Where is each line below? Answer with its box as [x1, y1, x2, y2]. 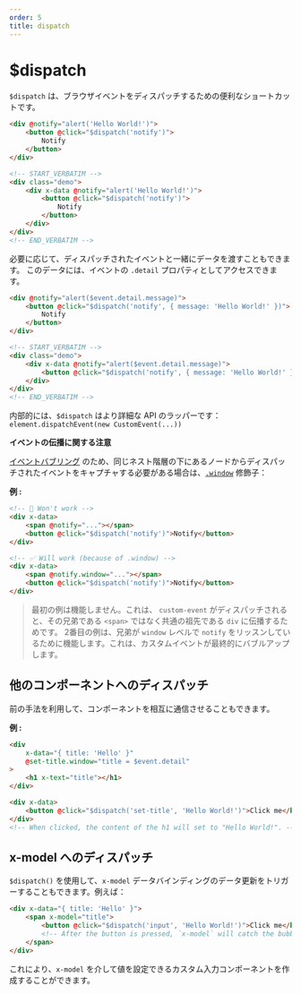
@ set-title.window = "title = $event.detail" [25, 757, 191, 766]
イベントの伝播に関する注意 [9, 437, 112, 448]
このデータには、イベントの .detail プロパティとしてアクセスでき [26, 264, 271, 275]
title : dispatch [9, 21, 70, 30]
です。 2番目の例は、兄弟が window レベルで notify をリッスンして [39, 626, 284, 637]
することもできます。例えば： [16, 887, 127, 897]
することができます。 [16, 974, 96, 985]
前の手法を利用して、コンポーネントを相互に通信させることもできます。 [9, 703, 275, 714]
